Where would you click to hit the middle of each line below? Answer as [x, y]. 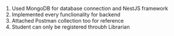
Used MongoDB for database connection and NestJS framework [90, 8]
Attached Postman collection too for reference [68, 21]
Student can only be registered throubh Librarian [71, 27]
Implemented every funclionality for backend [66, 15]
